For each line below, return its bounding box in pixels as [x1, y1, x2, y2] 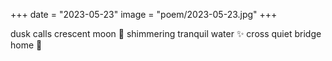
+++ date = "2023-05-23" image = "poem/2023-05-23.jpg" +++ [10, 9, 278, 20]
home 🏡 [10, 39, 43, 51]
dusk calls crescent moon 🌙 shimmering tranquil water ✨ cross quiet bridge [10, 28, 322, 39]
